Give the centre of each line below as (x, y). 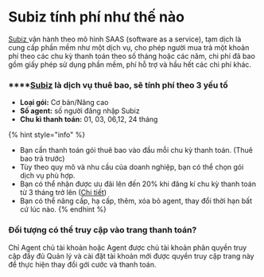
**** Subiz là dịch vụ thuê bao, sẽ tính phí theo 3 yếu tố (118, 85)
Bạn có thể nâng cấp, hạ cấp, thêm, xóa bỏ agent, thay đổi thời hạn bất (136, 201)
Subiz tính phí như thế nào (97, 17)
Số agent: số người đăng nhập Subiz (80, 111)
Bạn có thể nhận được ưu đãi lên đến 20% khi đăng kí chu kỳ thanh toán (138, 184)
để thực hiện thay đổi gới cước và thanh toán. (82, 264)
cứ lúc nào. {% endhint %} (63, 209)
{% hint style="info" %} (47, 135)
